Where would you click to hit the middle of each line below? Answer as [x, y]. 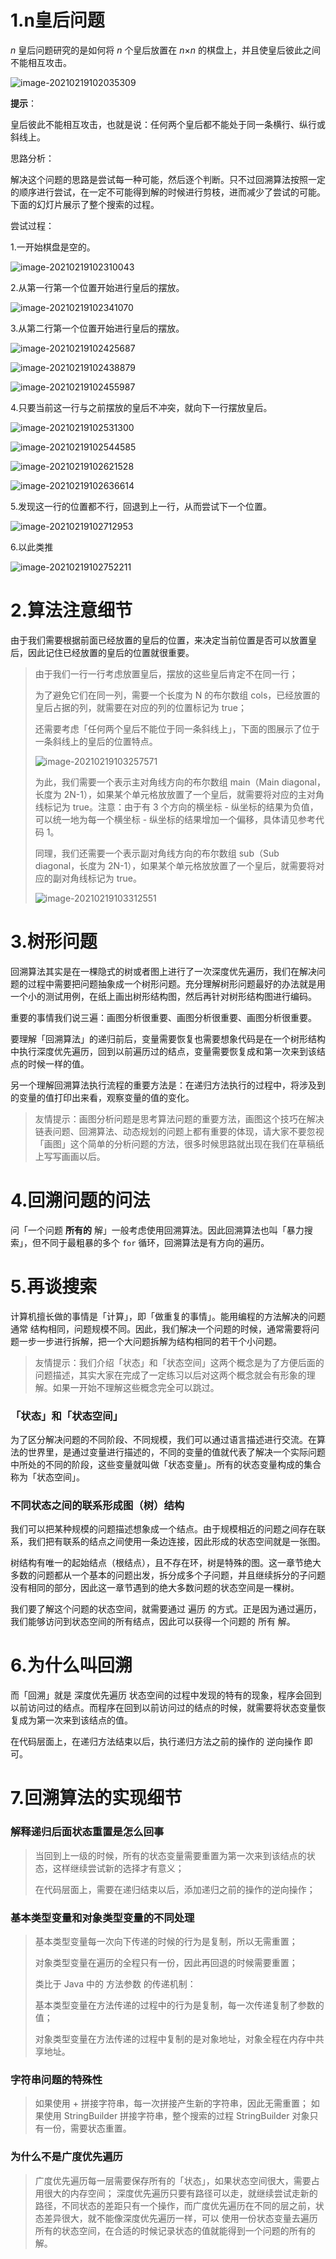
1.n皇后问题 [57, 20]
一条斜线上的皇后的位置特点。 [96, 741]
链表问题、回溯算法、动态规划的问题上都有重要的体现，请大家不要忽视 [179, 1131]
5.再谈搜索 [54, 1286]
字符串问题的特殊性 [56, 2079]
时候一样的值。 [58, 1063]
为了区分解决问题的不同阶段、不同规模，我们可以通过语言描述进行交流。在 [163, 1439]
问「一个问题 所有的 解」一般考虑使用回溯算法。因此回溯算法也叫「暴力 [157, 1230]
